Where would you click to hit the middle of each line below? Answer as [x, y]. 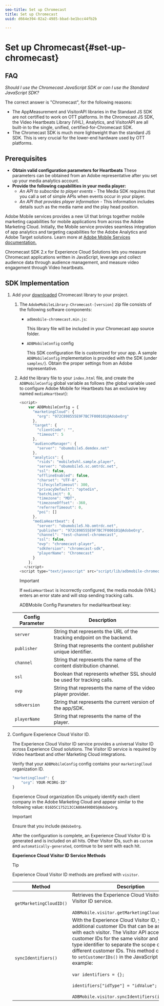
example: [82, 963]
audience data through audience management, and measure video [72, 263]
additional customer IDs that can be [113, 926]
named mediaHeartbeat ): [44, 394]
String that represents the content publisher [103, 646]
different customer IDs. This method [113, 951]
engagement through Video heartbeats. [45, 267]
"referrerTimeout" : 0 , [60, 508]
